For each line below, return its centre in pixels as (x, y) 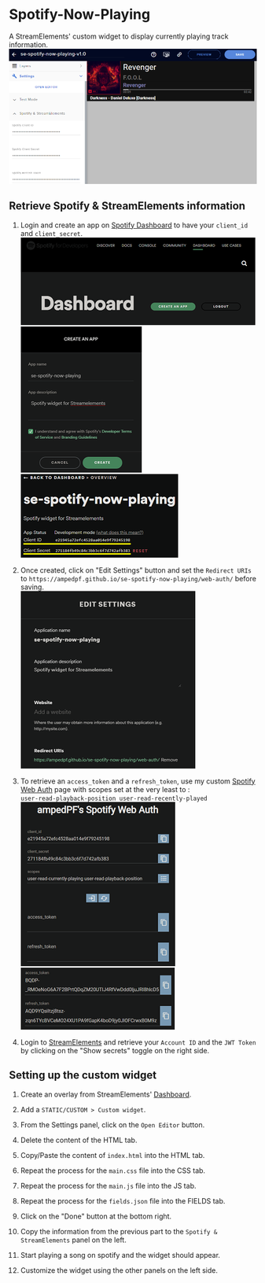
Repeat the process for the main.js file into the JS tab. (108, 1185)
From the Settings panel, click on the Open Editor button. (112, 1124)
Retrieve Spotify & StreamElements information (127, 206)
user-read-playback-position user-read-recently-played (114, 798)
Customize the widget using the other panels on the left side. (119, 1270)
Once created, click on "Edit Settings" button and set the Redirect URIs (136, 570)
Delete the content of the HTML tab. (79, 1140)
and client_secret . (52, 233)
